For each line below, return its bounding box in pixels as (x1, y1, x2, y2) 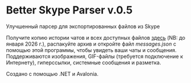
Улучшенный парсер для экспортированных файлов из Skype (6, 23, 160, 30)
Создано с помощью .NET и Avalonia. (6, 70, 99, 77)
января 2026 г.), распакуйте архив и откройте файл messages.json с (6, 40, 176, 47)
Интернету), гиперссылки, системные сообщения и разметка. (6, 59, 161, 66)
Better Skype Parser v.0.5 (6, 4, 133, 17)
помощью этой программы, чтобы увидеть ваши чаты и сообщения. (6, 46, 176, 53)
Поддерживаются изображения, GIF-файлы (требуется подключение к (6, 53, 183, 60)
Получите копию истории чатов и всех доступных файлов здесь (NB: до (6, 34, 185, 41)
